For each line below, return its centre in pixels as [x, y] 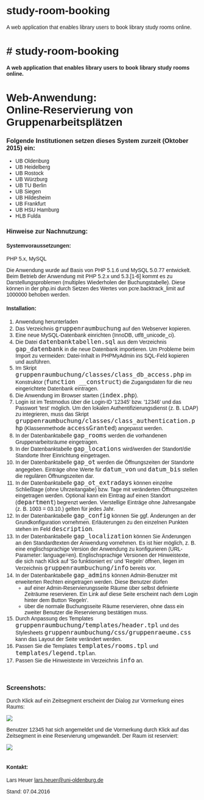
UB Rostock [29, 173]
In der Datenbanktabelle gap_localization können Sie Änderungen [103, 536]
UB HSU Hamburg [37, 210]
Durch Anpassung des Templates [54, 618]
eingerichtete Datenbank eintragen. [57, 388]
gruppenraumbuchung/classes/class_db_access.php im [103, 374]
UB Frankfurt [30, 204]
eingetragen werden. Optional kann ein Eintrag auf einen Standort [93, 495]
